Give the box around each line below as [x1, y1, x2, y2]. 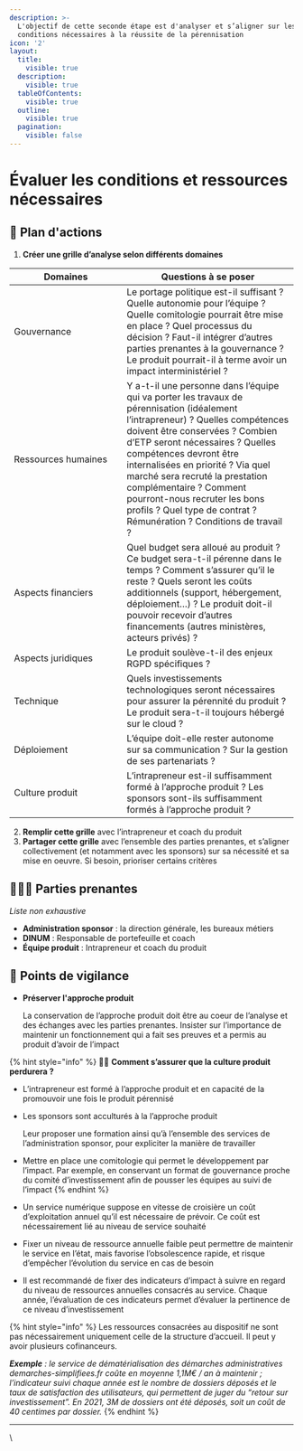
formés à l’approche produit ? [126, 803, 251, 815]
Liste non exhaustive [9, 905, 87, 916]
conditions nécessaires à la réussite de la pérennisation [17, 30, 244, 39]
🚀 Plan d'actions [9, 225, 103, 240]
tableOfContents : [17, 89, 83, 98]
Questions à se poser [161, 270, 255, 283]
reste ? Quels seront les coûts [126, 575, 252, 588]
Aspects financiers [14, 586, 94, 598]
